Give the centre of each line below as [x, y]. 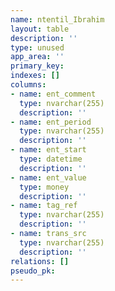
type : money [44, 187]
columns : [28, 85]
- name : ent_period [51, 122]
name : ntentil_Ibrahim [57, 19]
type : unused [37, 47]
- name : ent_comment [53, 94]
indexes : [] [35, 76]
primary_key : [37, 66]
